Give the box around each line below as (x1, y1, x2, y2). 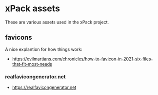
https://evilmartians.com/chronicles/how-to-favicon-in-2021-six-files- (12, 56, 153, 62)
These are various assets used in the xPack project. (5, 19, 109, 25)
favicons (5, 33, 33, 42)
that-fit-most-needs (12, 61, 52, 67)
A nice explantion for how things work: (5, 46, 82, 52)
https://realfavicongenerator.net (12, 84, 77, 91)
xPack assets (5, 3, 60, 14)
